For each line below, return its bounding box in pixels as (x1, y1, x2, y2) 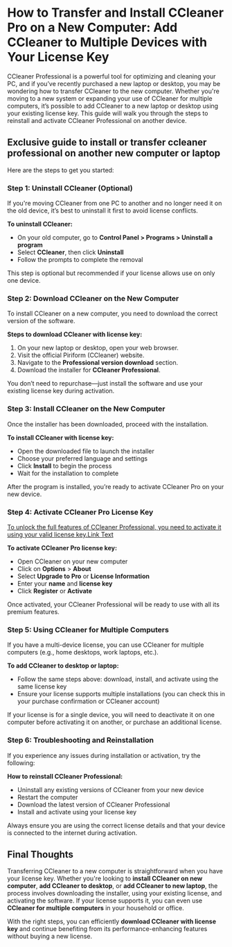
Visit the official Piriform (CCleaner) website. (17, 351, 145, 359)
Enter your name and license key (17, 579, 113, 588)
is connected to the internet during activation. (7, 828, 137, 837)
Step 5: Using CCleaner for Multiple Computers (7, 625, 170, 634)
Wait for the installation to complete (17, 469, 119, 477)
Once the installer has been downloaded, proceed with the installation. (7, 420, 209, 428)
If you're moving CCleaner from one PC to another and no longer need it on (7, 199, 222, 208)
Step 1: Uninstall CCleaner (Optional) (7, 183, 133, 192)
